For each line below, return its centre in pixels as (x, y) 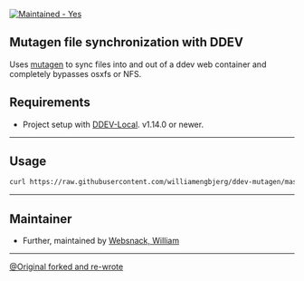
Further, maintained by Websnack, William (100, 241)
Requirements (50, 103)
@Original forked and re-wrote (66, 266)
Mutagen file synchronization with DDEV (127, 42)
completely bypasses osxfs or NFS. (76, 73)
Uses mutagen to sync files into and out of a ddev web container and (138, 64)
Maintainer (41, 219)
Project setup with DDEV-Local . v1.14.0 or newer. (113, 124)
